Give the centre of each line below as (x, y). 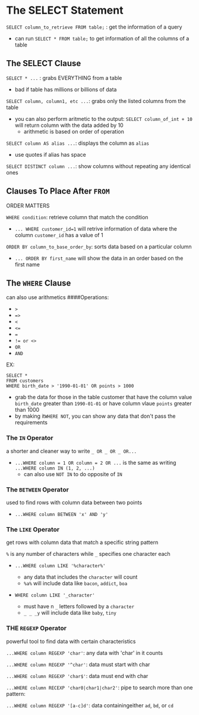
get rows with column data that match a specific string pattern (82, 542)
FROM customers (25, 381)
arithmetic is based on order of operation (74, 131)
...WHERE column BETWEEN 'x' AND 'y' (61, 514)
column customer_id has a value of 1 (59, 235)
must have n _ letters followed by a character (79, 607)
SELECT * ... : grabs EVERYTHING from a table (64, 77)
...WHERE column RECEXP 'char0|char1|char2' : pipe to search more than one (99, 687)
